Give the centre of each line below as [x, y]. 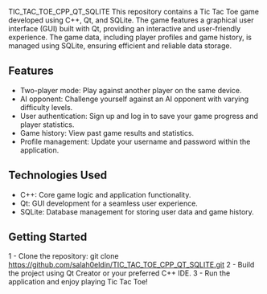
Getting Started [48, 237]
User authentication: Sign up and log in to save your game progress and [139, 116]
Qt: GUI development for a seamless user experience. [109, 203]
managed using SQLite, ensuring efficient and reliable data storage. [120, 46]
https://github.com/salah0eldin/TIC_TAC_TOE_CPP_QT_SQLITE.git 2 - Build [131, 265]
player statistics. [47, 125]
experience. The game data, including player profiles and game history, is [130, 37]
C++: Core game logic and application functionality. [105, 194]
